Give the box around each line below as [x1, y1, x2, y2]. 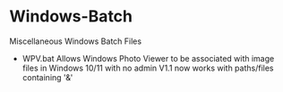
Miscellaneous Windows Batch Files [9, 36, 141, 46]
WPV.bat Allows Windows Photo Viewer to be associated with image [21, 53, 275, 63]
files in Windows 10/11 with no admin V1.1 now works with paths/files [21, 63, 274, 73]
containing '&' [21, 71, 73, 82]
